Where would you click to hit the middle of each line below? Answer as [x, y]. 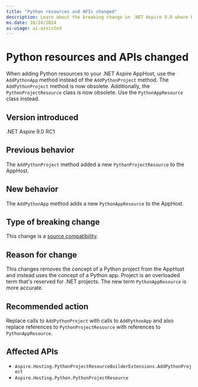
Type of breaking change [53, 222]
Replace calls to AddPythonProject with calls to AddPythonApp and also [90, 321]
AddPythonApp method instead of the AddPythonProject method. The [88, 80]
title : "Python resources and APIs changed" [62, 12]
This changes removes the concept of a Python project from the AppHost [95, 269]
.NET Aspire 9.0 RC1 [30, 131]
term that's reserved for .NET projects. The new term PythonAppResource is [96, 282]
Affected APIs [32, 352]
